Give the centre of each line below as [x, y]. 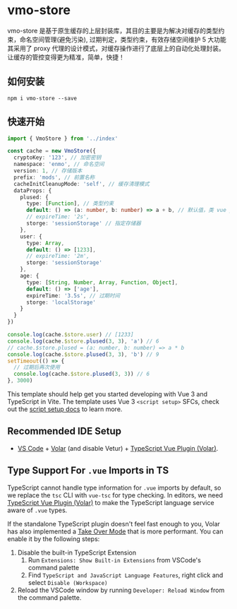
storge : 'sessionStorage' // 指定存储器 [83, 224]
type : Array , [45, 243]
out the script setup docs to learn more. [65, 409]
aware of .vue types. [37, 510]
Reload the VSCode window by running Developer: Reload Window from [121, 590]
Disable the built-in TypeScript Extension [77, 552]
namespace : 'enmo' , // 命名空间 [59, 165]
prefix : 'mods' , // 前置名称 [54, 177]
